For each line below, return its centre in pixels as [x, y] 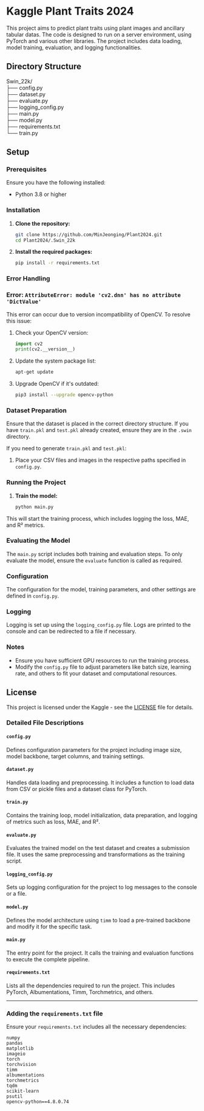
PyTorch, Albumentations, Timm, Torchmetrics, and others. [80, 992]
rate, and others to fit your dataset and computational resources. [96, 673]
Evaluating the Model [38, 541]
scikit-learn [23, 1091]
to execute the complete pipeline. [48, 959]
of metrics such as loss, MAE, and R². [53, 822]
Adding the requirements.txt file [55, 1014]
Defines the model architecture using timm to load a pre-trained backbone [98, 920]
